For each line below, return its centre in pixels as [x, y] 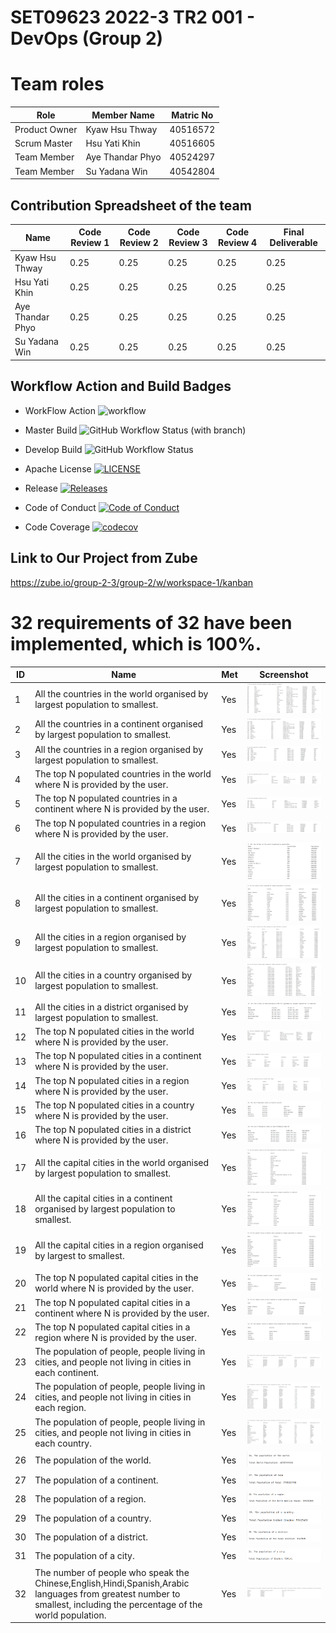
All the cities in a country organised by [113, 975]
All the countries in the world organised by [121, 694]
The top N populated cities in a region [112, 1080]
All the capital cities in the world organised [122, 1162]
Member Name [123, 115]
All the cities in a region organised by [110, 937]
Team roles [57, 84]
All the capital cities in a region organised [119, 1245]
